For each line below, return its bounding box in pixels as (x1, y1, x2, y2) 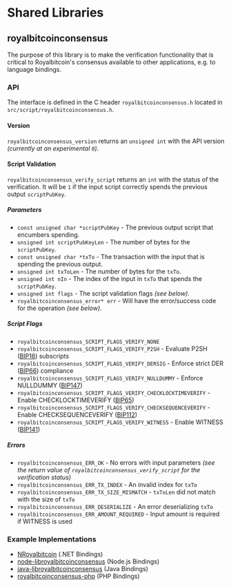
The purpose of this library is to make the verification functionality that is (7, 50, 214, 59)
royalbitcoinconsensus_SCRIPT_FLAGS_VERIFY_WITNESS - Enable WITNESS (17, 418, 224, 426)
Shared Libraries (7, 5, 104, 21)
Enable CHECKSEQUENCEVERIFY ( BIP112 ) (17, 410, 138, 418)
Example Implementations (7, 534, 97, 543)
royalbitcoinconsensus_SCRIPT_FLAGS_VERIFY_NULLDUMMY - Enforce (17, 374, 203, 382)
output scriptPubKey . (7, 190, 67, 198)
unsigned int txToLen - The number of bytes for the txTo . (17, 267, 181, 276)
